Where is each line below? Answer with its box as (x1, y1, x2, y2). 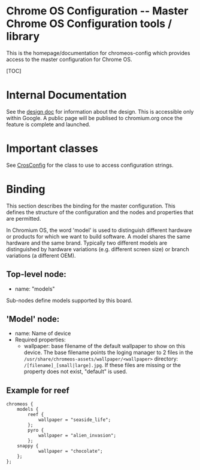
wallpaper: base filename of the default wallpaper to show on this (23, 343, 186, 350)
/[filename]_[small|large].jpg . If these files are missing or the (23, 362, 181, 369)
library (6, 30, 40, 43)
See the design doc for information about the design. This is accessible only (6, 108, 194, 115)
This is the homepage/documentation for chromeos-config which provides (6, 49, 190, 56)
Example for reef (6, 385, 70, 395)
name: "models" (14, 285, 55, 292)
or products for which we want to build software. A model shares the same (6, 233, 190, 240)
